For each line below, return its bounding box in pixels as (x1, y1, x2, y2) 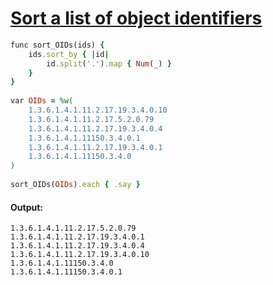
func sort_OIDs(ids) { (10, 40, 105, 50)
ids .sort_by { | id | (28, 49, 110, 59)
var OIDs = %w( (10, 96, 74, 106)
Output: (10, 201, 43, 213)
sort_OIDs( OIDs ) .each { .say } (10, 180, 141, 190)
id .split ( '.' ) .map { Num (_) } (46, 58, 172, 69)
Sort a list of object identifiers (10, 7, 263, 30)
